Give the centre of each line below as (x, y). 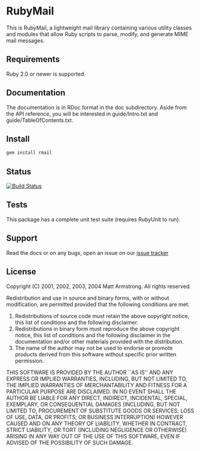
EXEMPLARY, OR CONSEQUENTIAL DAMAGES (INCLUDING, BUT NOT (93, 404)
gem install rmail (29, 153)
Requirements (33, 59)
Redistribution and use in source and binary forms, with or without (88, 298)
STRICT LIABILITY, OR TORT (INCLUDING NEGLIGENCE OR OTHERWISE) (96, 430)
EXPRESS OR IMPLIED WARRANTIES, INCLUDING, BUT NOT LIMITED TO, (97, 379)
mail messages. (25, 40)
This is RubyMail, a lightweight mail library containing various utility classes (99, 28)
